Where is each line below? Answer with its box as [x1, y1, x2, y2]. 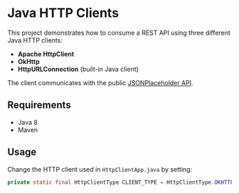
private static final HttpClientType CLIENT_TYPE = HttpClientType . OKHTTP [7, 179, 234, 186]
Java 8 [17, 118, 38, 126]
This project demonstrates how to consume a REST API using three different [7, 28, 231, 37]
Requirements [7, 99, 71, 111]
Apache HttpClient [17, 50, 75, 58]
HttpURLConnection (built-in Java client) [17, 65, 139, 73]
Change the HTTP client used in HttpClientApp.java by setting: [7, 165, 193, 173]
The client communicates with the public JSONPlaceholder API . [7, 78, 193, 87]
